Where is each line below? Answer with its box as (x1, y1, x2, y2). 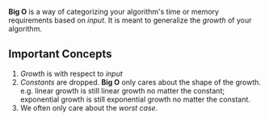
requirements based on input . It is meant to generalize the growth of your (8, 15, 252, 25)
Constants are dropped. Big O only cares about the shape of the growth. (19, 77, 261, 87)
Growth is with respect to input (19, 69, 123, 78)
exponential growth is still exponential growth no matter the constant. (19, 94, 250, 104)
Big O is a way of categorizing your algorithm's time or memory (8, 7, 220, 16)
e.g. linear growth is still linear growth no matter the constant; (19, 86, 225, 95)
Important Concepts (8, 48, 112, 61)
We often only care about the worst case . (19, 102, 158, 112)
